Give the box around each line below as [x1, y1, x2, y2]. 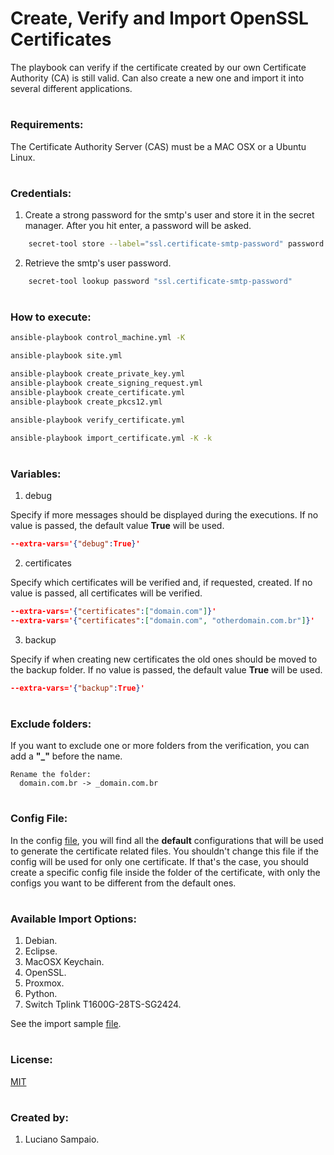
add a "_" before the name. [10, 750, 123, 762]
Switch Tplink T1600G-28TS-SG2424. [24, 998, 182, 1011]
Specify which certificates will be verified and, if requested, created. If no [10, 576, 313, 588]
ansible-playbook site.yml [10, 351, 123, 361]
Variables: [10, 467, 62, 481]
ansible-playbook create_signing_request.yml [10, 378, 203, 388]
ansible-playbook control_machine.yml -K [10, 333, 186, 343]
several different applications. [10, 82, 133, 94]
